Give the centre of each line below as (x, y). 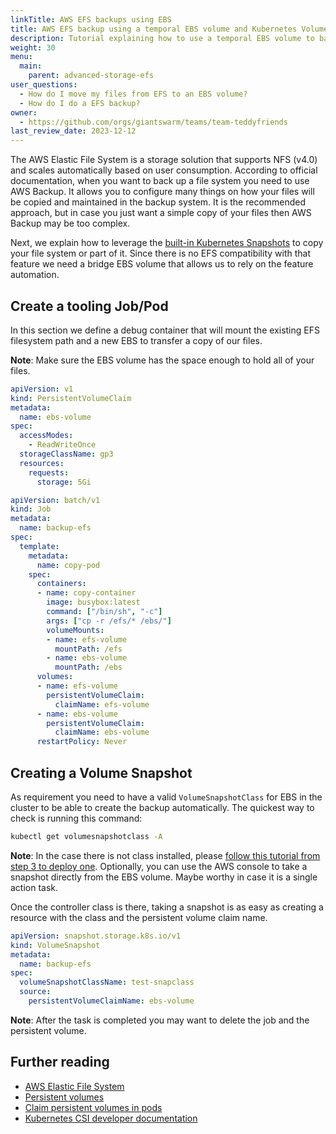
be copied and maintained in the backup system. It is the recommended (158, 202)
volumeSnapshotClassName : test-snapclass (107, 982)
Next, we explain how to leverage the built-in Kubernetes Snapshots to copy (167, 243)
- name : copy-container (86, 593)
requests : (49, 472)
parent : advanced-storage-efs (91, 76)
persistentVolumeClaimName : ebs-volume (111, 1001)
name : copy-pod (68, 565)
